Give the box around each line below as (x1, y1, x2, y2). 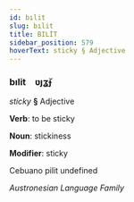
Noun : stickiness (9, 130, 71, 141)
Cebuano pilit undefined (9, 165, 98, 176)
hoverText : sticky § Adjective (9, 46, 126, 55)
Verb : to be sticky (9, 114, 76, 124)
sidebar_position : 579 (9, 38, 94, 47)
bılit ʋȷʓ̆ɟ (9, 76, 52, 88)
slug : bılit (9, 21, 54, 30)
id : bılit (9, 13, 46, 22)
